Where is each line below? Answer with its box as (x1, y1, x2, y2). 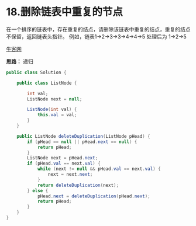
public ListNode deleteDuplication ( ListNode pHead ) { (16, 133, 150, 139)
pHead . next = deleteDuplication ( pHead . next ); (37, 193, 150, 199)
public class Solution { (6, 69, 67, 75)
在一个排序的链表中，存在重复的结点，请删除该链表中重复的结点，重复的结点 (6, 26, 191, 33)
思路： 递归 (6, 58, 33, 65)
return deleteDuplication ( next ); (37, 182, 119, 188)
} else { (27, 187, 49, 193)
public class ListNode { (16, 80, 77, 86)
